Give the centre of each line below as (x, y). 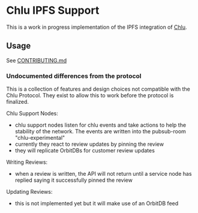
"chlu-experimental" (40, 138)
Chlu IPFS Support (53, 10)
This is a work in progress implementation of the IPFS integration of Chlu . (97, 27)
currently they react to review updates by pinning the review (89, 144)
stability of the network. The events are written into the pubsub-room (100, 131)
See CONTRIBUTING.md (37, 60)
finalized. (17, 102)
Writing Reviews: (27, 162)
